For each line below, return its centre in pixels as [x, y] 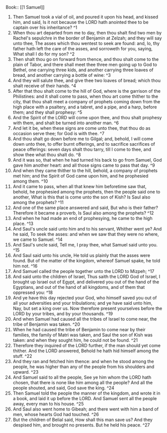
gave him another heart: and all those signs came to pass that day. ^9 [84, 165]
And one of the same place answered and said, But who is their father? [85, 208]
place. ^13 [23, 223]
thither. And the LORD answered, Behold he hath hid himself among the [86, 351]
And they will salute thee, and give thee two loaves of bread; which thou [87, 80]
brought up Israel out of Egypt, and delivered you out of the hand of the [86, 282]
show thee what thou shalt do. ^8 [47, 155]
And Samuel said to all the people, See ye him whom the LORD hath [82, 377]
